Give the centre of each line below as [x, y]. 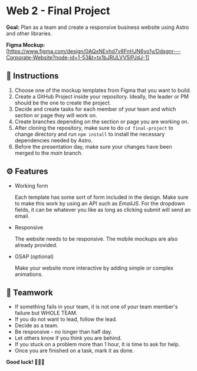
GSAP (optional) [34, 256]
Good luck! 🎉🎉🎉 [26, 362]
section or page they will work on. [56, 115]
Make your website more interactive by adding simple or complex [94, 268]
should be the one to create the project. [63, 103]
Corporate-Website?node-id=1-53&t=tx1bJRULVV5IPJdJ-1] [78, 57]
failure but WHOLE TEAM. [46, 313]
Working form [31, 185]
